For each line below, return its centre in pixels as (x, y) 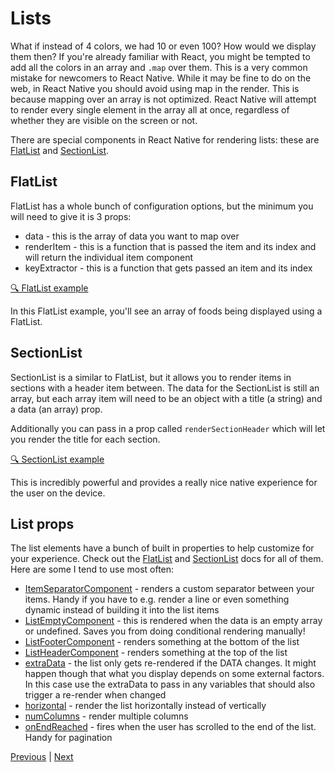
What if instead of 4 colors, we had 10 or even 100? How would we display (163, 46)
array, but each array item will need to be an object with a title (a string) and (166, 398)
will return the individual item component (109, 257)
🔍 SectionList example (57, 459)
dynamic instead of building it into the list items (122, 610)
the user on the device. (58, 493)
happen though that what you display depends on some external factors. (174, 674)
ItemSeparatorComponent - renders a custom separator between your (169, 589)
